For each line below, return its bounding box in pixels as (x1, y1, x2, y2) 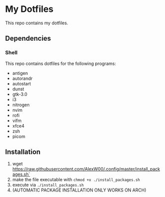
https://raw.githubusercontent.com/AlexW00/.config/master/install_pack (12, 166, 160, 172)
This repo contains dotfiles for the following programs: (5, 61, 116, 66)
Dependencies (5, 34, 51, 43)
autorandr (12, 75, 33, 81)
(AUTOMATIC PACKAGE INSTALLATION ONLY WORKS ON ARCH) (12, 187, 147, 193)
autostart (12, 80, 31, 86)
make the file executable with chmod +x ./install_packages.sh (12, 177, 140, 183)
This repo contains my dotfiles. (5, 20, 68, 26)
